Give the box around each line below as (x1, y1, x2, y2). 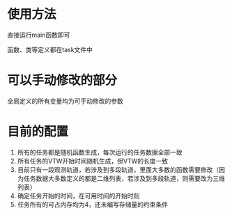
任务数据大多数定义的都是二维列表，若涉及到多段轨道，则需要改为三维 (23, 174, 225, 182)
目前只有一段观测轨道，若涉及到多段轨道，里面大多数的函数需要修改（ (17, 165, 219, 174)
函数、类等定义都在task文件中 (7, 45, 93, 54)
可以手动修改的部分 (7, 72, 118, 88)
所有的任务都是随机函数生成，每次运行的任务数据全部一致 (17, 148, 183, 157)
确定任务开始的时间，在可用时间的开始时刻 (17, 191, 140, 200)
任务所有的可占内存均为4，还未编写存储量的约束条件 (17, 200, 169, 209)
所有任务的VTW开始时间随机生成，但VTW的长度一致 (17, 157, 169, 165)
